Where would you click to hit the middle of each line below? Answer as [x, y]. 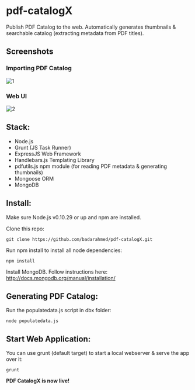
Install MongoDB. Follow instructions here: [57, 272]
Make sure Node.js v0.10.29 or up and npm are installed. [74, 217]
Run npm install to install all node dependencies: [64, 250]
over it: [15, 359]
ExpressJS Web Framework [48, 154]
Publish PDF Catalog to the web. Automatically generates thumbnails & [91, 27]
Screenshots [30, 52]
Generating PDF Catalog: [52, 296]
